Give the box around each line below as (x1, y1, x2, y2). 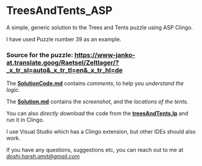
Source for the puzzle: (6, 50, 73, 59)
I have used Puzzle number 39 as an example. (6, 35, 121, 43)
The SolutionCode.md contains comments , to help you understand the (6, 80, 184, 87)
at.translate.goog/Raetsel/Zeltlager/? (6, 58, 120, 67)
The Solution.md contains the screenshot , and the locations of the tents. (6, 98, 189, 105)
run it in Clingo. (6, 116, 44, 123)
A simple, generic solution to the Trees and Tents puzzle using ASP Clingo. (6, 24, 193, 31)
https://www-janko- (74, 50, 135, 59)
